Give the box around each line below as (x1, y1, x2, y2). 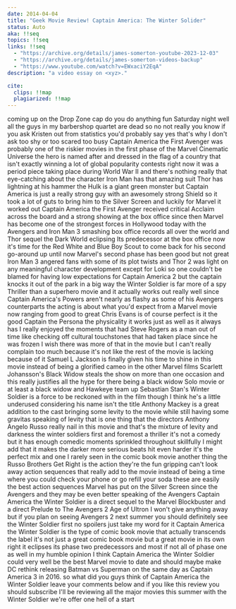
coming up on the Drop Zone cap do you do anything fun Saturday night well (7, 114, 230, 124)
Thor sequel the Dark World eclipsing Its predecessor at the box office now (7, 235, 225, 244)
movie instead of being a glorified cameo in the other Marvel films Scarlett (7, 362, 223, 371)
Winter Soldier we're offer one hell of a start (7, 595, 135, 604)
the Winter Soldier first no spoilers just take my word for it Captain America (7, 520, 225, 528)
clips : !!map (13, 89, 52, 96)
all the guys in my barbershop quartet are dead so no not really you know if (7, 122, 225, 131)
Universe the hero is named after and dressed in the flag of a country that (7, 153, 221, 161)
